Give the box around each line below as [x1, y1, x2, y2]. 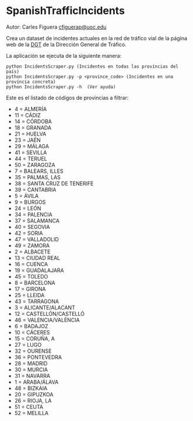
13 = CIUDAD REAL [14, 254, 61, 261]
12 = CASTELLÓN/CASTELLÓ [14, 310, 85, 317]
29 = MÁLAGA [14, 142, 50, 149]
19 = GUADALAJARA [14, 267, 64, 274]
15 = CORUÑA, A [14, 335, 55, 342]
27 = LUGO [14, 341, 42, 348]
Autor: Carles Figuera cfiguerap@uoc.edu [6, 23, 107, 30]
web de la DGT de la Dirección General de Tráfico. [6, 41, 127, 48]
